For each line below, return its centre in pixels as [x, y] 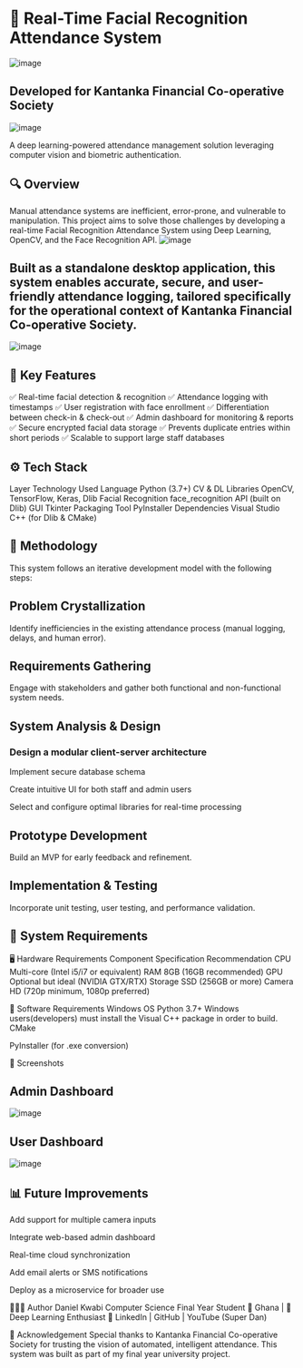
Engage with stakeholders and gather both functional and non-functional [145, 688]
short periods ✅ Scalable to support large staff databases [117, 438]
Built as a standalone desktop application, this [142, 268]
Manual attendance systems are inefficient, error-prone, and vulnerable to [147, 210]
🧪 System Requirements [78, 937]
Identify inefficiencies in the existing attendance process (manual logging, [147, 628]
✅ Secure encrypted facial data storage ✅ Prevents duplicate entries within [150, 428]
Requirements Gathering [80, 666]
